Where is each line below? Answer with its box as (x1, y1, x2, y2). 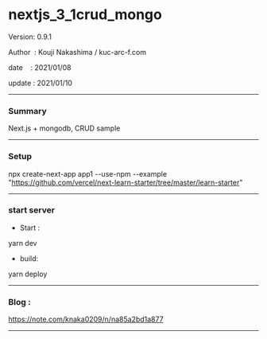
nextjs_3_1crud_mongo (8, 6, 163, 24)
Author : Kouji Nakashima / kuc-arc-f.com (8, 47, 147, 56)
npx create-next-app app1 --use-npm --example (8, 169, 168, 178)
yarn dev (8, 238, 37, 247)
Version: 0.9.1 (8, 32, 52, 41)
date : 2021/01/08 (8, 62, 72, 72)
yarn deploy (8, 269, 48, 279)
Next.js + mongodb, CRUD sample (8, 123, 121, 133)
